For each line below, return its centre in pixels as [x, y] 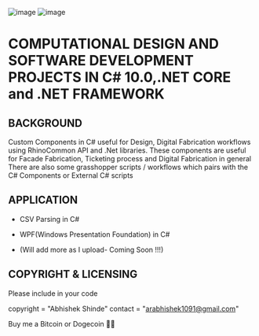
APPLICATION [43, 200]
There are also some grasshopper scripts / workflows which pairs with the [128, 167]
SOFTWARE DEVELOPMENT [101, 61]
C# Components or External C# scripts [71, 175]
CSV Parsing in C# [49, 219]
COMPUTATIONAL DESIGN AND [114, 44]
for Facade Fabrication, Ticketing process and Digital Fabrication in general [130, 159]
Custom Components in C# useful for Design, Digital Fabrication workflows [129, 142]
